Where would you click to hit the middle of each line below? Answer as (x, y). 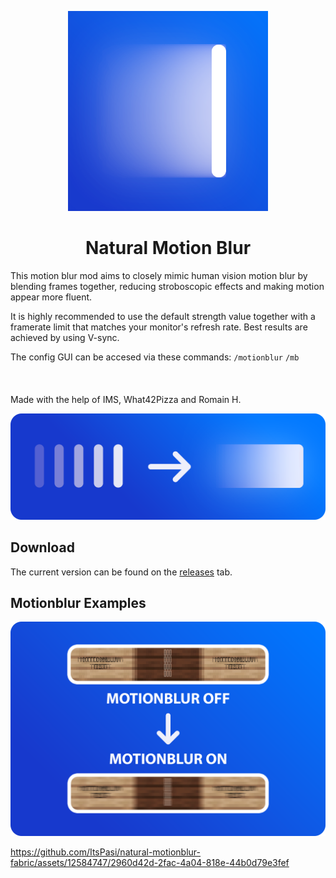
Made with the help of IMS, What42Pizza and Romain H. (126, 399)
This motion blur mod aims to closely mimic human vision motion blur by (159, 275)
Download (42, 547)
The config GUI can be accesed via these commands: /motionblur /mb (155, 357)
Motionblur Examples (78, 602)
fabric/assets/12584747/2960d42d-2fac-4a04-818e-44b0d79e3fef (150, 862)
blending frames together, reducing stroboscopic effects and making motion (167, 286)
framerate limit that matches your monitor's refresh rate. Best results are (159, 327)
